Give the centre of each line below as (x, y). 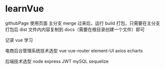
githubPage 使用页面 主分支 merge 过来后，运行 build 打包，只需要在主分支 (83, 23)
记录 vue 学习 (19, 40)
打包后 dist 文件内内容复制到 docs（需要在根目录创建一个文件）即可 (75, 29)
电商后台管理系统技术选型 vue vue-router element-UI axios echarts (74, 50)
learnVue (24, 9)
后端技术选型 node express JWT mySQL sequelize (57, 61)
